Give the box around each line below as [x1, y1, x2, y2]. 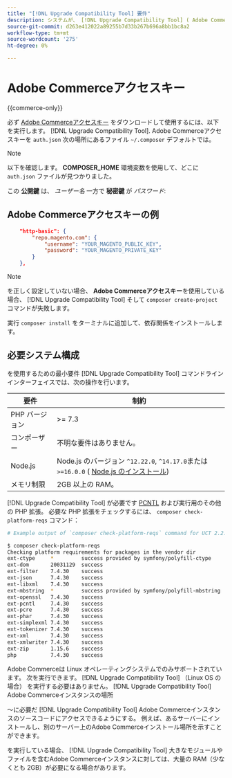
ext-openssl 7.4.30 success [7, 593, 104, 601]
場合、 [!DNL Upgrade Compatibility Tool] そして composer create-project [7, 296, 218, 303]
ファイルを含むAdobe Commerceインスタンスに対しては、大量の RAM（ [7, 755, 213, 763]
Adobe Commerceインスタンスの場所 [7, 691, 114, 699]
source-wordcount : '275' [7, 36, 79, 43]
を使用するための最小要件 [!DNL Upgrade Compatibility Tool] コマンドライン [7, 369, 224, 377]
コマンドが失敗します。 [7, 304, 74, 312]
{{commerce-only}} [7, 103, 64, 111]
